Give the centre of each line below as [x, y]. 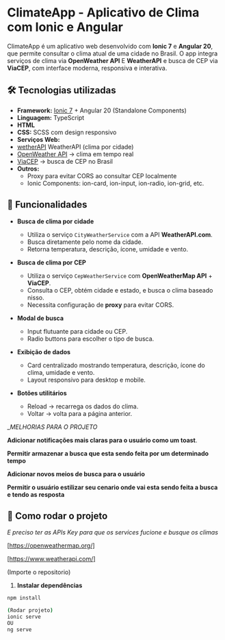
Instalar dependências [50, 586]
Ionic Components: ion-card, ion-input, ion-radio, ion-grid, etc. [116, 183]
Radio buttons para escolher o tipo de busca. [91, 339]
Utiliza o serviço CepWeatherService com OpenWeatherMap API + [120, 275]
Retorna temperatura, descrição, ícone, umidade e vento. [108, 249]
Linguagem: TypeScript [51, 117]
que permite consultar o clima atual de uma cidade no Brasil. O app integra [112, 53]
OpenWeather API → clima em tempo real [75, 154]
